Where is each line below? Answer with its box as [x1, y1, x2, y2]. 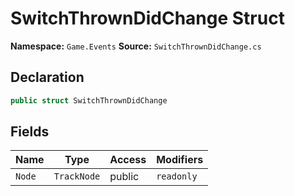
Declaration [10, 69, 85, 86]
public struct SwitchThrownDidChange [10, 95, 168, 106]
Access [109, 153, 147, 167]
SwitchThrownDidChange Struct [10, 7, 285, 30]
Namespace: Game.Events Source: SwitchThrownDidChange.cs [10, 40, 262, 52]
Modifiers [156, 153, 204, 167]
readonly [156, 171, 198, 182]
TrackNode [53, 171, 101, 182]
